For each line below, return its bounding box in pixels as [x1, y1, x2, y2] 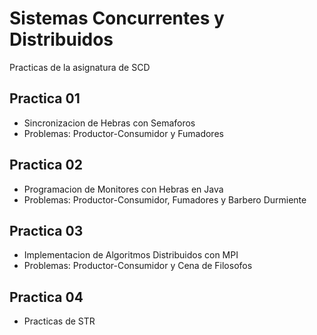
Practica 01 [9, 90, 81, 107]
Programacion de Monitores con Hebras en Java [23, 183, 224, 195]
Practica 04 [9, 288, 84, 306]
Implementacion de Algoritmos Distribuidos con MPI [23, 249, 239, 261]
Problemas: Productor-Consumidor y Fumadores [23, 127, 224, 139]
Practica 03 [9, 222, 84, 239]
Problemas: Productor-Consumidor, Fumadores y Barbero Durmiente [23, 193, 307, 206]
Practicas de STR [23, 315, 96, 327]
